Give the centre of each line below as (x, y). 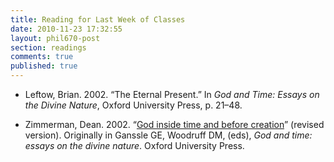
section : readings (48, 47)
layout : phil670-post (55, 38)
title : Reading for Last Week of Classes (98, 19)
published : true (44, 66)
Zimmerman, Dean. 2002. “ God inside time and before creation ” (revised (174, 124)
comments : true (42, 57)
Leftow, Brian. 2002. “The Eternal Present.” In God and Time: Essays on (172, 94)
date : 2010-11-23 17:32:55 (66, 29)
